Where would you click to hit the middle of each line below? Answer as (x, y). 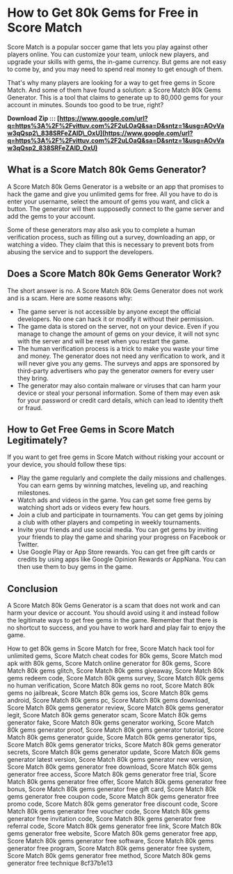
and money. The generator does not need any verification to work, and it (121, 356)
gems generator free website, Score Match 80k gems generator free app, (112, 834)
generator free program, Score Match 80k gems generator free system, (110, 848)
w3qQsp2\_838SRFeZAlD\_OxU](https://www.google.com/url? (100, 133)
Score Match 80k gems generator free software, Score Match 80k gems (111, 841)
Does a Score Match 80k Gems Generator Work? (114, 274)
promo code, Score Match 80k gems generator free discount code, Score (113, 804)
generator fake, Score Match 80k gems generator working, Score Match (111, 723)
